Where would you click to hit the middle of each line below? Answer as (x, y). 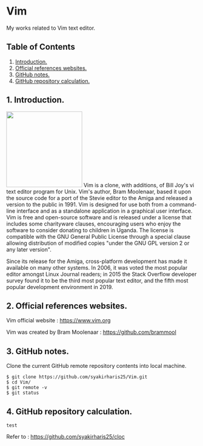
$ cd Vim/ (19, 382)
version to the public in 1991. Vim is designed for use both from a (87, 204)
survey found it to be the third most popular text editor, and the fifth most (97, 281)
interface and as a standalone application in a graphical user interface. (105, 211)
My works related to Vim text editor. (51, 28)
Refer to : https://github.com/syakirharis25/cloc (66, 437)
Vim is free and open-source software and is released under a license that (99, 217)
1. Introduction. (35, 100)
